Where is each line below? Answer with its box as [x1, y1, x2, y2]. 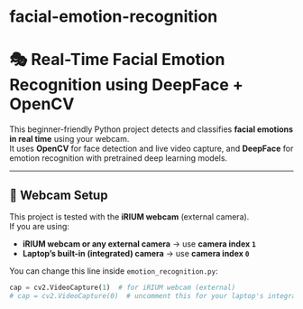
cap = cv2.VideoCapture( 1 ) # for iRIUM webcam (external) [9, 283, 236, 292]
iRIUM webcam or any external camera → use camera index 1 [22, 238, 257, 249]
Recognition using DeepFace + [9, 75, 243, 96]
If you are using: [9, 220, 70, 231]
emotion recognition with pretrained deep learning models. [9, 153, 228, 164]
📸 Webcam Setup [9, 187, 108, 202]
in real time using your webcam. [9, 134, 130, 145]
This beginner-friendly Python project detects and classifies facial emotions [9, 124, 294, 135]
